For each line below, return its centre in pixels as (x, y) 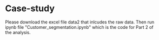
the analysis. (18, 32)
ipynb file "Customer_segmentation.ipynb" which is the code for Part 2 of (79, 27)
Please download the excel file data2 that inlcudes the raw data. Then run (80, 22)
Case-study (30, 9)
